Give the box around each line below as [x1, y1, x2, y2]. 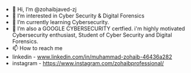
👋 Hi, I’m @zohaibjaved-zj [12, 6, 77, 13]
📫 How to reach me [12, 45, 63, 51]
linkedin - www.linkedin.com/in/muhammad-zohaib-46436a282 [12, 53, 172, 60]
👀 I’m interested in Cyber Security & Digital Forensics [12, 12, 145, 19]
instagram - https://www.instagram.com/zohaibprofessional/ [12, 60, 164, 66]
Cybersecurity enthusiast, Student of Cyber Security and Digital [12, 31, 172, 39]
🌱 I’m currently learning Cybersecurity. [12, 19, 109, 25]
